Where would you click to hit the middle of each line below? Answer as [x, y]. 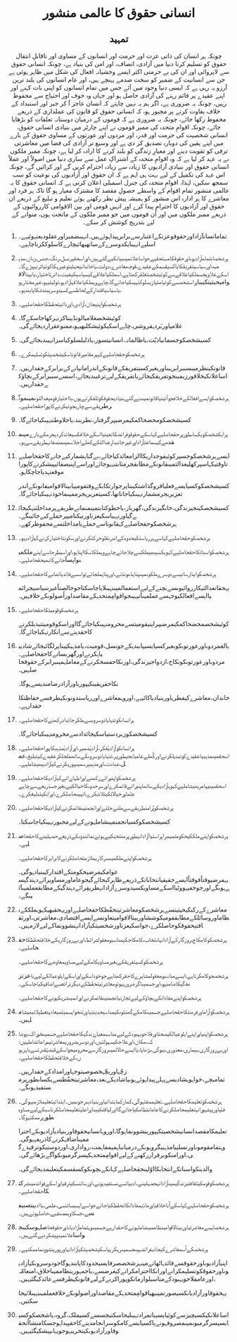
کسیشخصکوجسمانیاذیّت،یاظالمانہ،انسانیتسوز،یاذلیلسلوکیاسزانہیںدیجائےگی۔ [115, 340]
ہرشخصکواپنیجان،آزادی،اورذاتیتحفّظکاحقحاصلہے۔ [70, 303]
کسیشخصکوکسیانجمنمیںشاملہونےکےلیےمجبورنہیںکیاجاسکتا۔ [94, 822]
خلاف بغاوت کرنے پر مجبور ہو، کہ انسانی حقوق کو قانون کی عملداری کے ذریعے [119, 111]
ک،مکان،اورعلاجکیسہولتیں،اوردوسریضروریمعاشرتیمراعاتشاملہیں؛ [85, 1041]
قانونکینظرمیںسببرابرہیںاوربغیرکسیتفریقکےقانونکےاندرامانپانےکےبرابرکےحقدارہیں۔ [122, 368]
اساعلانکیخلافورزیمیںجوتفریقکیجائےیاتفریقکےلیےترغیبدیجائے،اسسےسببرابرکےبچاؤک [123, 376]
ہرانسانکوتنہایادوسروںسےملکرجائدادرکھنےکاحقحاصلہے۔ [76, 720]
